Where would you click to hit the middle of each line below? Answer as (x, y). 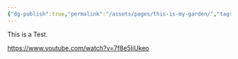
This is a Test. (28, 34)
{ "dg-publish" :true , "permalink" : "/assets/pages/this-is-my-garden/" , (112, 14)
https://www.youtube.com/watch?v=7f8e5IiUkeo (78, 48)
